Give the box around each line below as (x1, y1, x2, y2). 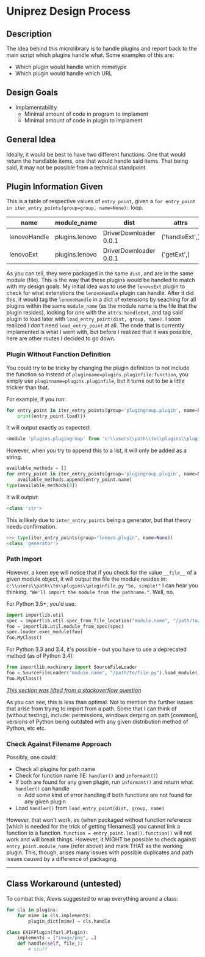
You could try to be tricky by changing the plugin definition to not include (6, 364, 190, 371)
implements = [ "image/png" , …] (17, 935, 97, 941)
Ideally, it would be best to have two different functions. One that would (6, 151, 186, 158)
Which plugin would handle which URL (15, 70, 112, 77)
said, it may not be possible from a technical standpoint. (6, 163, 148, 171)
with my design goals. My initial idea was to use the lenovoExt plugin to (6, 283, 185, 290)
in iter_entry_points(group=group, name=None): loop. (6, 204, 143, 212)
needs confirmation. (6, 523, 57, 530)
